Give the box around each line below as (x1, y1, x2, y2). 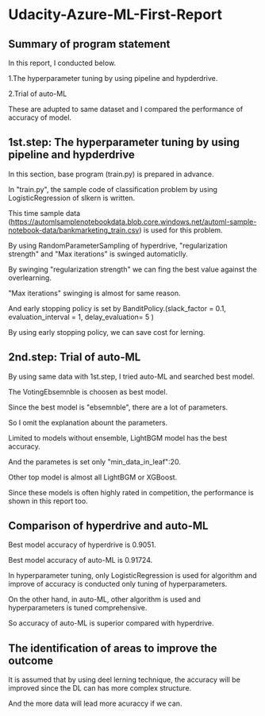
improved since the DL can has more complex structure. (8, 683, 192, 693)
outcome (8, 653, 54, 668)
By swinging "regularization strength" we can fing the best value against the (8, 264, 258, 274)
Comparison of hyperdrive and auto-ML (8, 519, 209, 533)
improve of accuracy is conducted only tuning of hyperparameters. (8, 579, 228, 589)
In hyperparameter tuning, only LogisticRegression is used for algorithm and (8, 571, 257, 580)
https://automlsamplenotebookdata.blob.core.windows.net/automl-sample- (10, 217, 257, 226)
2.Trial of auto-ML (8, 89, 67, 98)
